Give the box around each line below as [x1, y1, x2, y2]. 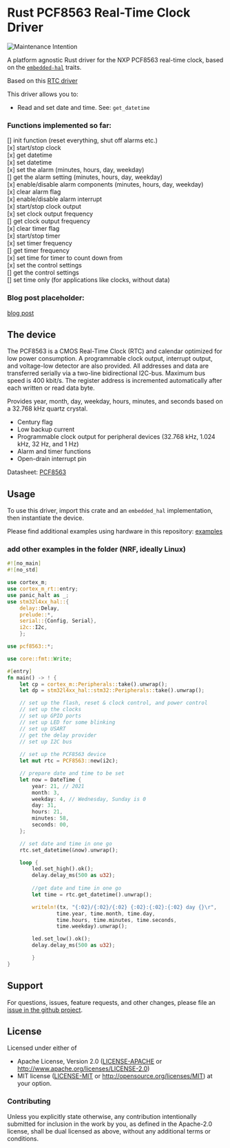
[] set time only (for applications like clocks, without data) [7, 276, 170, 284]
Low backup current [17, 425, 75, 433]
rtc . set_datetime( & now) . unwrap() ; [19, 847, 118, 854]
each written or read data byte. [7, 384, 95, 392]
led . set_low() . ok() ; [32, 935, 91, 943]
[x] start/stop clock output [7, 203, 81, 211]
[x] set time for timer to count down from [7, 254, 123, 262]
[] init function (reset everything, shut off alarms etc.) [7, 136, 158, 144]
